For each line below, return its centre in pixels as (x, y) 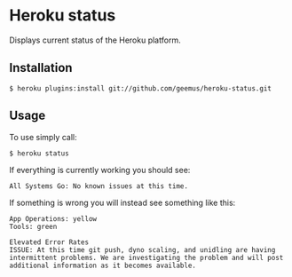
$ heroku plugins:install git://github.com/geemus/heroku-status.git (141, 88)
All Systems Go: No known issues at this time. (99, 186)
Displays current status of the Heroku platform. (95, 40)
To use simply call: (43, 137)
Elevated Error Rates (49, 242)
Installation (41, 68)
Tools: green (33, 226)
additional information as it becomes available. (103, 265)
